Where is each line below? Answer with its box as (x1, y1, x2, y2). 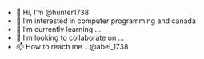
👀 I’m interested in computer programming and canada (15, 16, 196, 26)
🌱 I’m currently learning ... (15, 25, 102, 33)
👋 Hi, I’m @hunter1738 (15, 8, 90, 17)
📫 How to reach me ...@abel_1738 (15, 42, 129, 51)
